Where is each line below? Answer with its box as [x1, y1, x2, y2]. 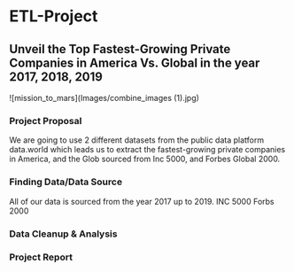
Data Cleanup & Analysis [9, 228, 118, 240]
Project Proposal [9, 114, 82, 127]
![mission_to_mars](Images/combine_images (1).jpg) [9, 93, 199, 103]
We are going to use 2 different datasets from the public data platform [9, 135, 264, 145]
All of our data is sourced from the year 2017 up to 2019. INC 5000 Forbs [9, 196, 275, 206]
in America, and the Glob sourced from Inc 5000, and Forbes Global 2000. [9, 153, 281, 165]
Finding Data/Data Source [9, 175, 122, 188]
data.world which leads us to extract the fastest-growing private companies [9, 144, 286, 155]
